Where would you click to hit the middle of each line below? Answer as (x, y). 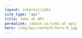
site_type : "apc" (22, 14)
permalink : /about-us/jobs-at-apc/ (41, 23)
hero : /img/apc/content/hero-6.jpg (41, 28)
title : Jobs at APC (25, 19)
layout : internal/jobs (28, 10)
